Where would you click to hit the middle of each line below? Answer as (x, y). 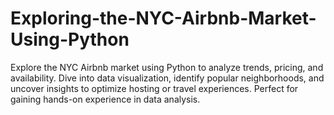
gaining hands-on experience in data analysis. (105, 99)
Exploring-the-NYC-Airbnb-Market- (163, 18)
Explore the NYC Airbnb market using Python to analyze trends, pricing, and (167, 67)
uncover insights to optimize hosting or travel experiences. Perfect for (154, 88)
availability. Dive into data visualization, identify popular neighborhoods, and (167, 78)
